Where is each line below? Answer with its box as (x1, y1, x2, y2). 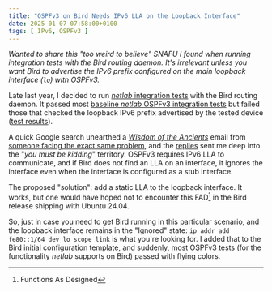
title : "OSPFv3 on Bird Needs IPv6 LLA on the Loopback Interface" (8, 11, 241, 20)
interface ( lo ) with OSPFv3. (8, 75, 100, 85)
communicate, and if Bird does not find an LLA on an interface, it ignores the (8, 158, 263, 168)
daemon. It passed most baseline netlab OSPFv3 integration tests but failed (8, 99, 261, 109)
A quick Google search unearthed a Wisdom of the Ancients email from (8, 132, 246, 142)
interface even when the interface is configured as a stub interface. (8, 167, 233, 177)
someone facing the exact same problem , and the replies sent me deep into (8, 141, 261, 151)
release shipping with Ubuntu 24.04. (8, 201, 130, 211)
